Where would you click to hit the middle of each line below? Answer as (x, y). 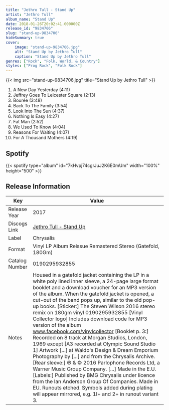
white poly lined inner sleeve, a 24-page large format (96, 281)
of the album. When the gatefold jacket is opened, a (94, 294)
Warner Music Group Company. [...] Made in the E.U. (95, 369)
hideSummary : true (25, 38)
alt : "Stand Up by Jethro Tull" (48, 52)
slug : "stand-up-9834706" (33, 33)
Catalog (18, 260)
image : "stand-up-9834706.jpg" (47, 47)
